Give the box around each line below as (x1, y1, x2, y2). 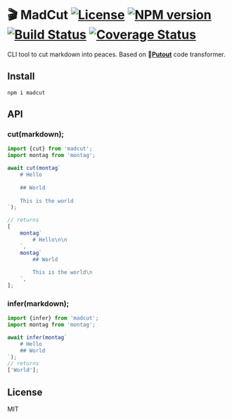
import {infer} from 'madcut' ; (7, 315, 99, 322)
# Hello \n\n (32, 236, 68, 243)
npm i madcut (7, 89, 46, 96)
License (7, 386, 43, 398)
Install (7, 70, 35, 82)
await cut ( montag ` (7, 165, 61, 172)
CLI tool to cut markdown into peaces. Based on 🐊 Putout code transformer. (7, 50, 226, 58)
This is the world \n (32, 269, 93, 276)
